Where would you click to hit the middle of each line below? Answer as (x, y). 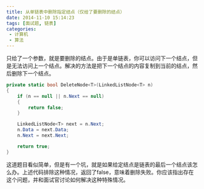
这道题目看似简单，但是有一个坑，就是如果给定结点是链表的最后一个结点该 (99, 164)
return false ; (46, 108)
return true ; (34, 146)
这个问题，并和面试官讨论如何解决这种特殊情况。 (67, 179)
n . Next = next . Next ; (43, 136)
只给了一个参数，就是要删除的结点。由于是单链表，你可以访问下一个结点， (99, 58)
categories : (21, 29)
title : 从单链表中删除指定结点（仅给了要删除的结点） (66, 12)
